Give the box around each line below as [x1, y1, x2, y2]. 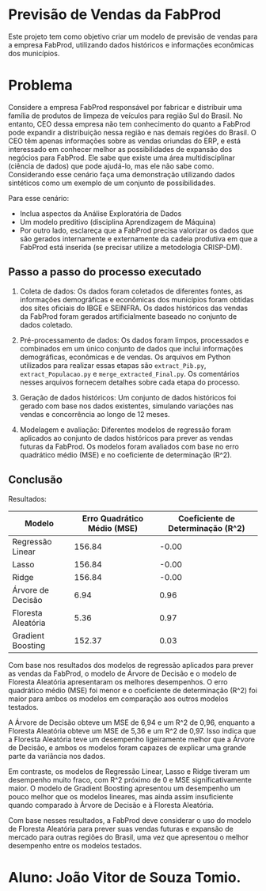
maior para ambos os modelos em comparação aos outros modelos [8, 694, 229, 703]
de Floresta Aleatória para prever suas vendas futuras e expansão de [8, 824, 234, 833]
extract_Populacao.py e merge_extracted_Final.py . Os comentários [19, 369, 240, 378]
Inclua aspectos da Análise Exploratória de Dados [19, 208, 182, 218]
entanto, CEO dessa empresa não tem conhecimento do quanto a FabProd [8, 119, 251, 128]
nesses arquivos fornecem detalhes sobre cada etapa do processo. [19, 377, 241, 387]
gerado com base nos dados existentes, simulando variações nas [19, 401, 234, 411]
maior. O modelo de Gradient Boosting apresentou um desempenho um [8, 783, 241, 793]
